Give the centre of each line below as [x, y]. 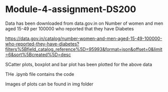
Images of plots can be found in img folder [49, 84]
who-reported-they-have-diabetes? [42, 43]
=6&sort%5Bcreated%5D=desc [38, 55]
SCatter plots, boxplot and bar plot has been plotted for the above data [79, 64]
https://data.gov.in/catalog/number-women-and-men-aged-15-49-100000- [84, 38]
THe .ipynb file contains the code [40, 74]
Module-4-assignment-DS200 [71, 9]
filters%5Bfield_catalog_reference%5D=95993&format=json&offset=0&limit [84, 49]
